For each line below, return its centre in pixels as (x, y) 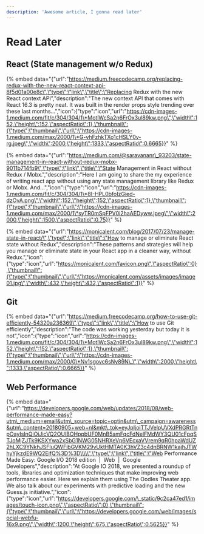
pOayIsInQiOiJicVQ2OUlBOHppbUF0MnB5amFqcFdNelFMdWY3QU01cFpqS (102, 434)
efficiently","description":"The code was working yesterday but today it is (98, 330)
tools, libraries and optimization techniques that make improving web (93, 473)
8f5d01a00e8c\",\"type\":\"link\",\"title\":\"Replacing (69, 92)
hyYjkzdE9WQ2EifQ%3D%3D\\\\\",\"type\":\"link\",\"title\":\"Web (85, 453)
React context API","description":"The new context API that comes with (95, 98)
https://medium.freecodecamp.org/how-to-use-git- (133, 317)
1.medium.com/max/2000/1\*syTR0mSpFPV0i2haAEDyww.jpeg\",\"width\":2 (101, 213)
